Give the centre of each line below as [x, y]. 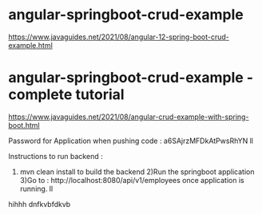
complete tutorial [67, 95]
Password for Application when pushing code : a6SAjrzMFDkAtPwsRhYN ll [131, 141]
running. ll [36, 189]
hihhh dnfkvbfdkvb [40, 204]
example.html [31, 45]
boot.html [24, 125]
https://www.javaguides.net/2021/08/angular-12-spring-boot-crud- [119, 37]
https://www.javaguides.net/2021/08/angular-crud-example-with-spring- [129, 117]
